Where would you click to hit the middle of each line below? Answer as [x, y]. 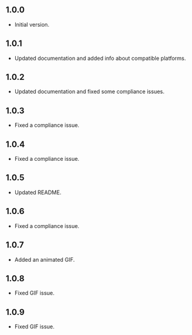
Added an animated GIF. [45, 259]
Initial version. [32, 24]
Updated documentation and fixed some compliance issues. [89, 92]
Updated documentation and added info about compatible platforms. [100, 58]
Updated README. [38, 192]
